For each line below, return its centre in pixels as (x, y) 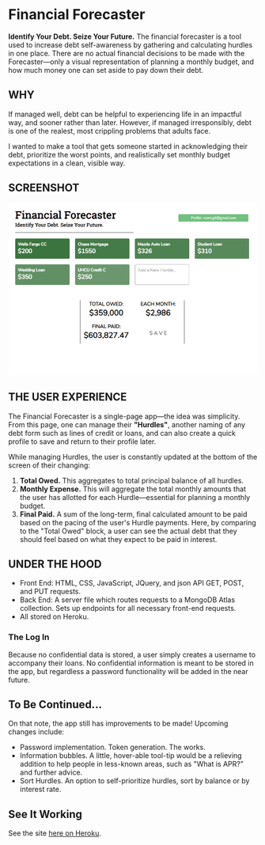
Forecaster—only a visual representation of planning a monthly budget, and (131, 62)
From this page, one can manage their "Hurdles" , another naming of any (127, 424)
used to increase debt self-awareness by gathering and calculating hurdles (131, 44)
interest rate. (40, 790)
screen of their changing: (49, 465)
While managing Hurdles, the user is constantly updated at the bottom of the (133, 457)
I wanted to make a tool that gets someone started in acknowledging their (128, 146)
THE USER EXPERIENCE (68, 397)
